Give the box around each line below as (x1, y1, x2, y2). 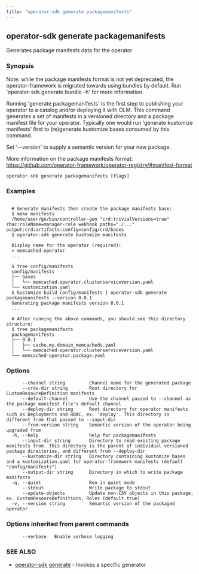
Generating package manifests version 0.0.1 (11, 300, 124, 306)
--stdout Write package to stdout (22, 485, 151, 491)
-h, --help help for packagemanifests (11, 432, 157, 438)
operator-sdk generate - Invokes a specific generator (14, 561, 146, 568)
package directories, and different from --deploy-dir (6, 448, 146, 455)
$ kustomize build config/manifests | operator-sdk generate (11, 290, 167, 296)
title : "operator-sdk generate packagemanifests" (6, 8, 133, 15)
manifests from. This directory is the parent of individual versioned (6, 443, 188, 449)
